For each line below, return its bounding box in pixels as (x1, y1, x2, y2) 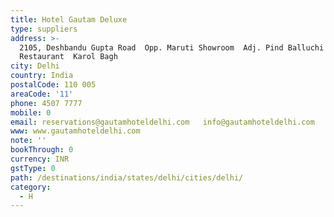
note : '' (10, 136, 47, 146)
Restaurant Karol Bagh (19, 52, 118, 62)
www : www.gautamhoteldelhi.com (10, 126, 141, 136)
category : (10, 182, 52, 192)
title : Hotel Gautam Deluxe (10, 14, 128, 25)
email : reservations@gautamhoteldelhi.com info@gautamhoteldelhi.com (10, 117, 315, 127)
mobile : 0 (10, 107, 52, 118)
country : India (10, 71, 74, 81)
